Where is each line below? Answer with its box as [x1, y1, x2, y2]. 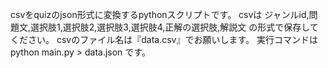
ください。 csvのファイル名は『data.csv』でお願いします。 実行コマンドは [10, 34, 318, 45]
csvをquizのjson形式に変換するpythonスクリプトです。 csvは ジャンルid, [10, 9, 310, 20]
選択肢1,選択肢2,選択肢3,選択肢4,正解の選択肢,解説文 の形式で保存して [30, 21, 319, 33]
